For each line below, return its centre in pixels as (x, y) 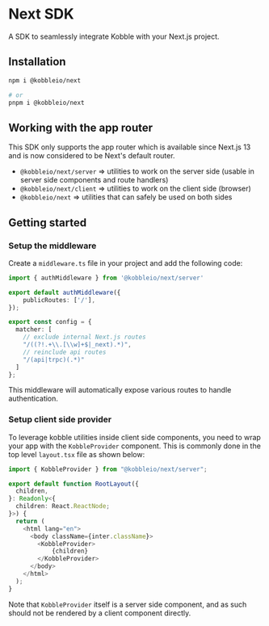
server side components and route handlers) (94, 180)
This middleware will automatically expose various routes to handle (120, 390)
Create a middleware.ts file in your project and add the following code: (126, 263)
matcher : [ (34, 330)
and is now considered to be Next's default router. (92, 156)
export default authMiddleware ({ (65, 292)
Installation (37, 62)
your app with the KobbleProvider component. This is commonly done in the (134, 446)
